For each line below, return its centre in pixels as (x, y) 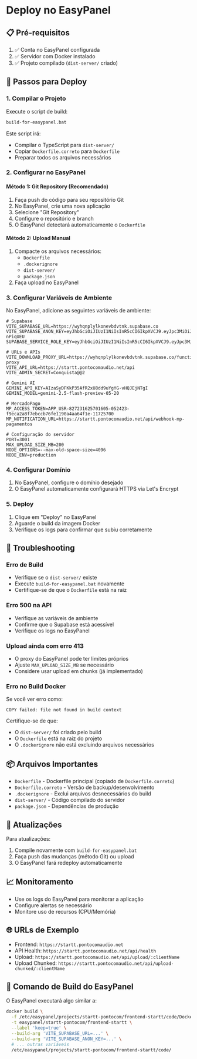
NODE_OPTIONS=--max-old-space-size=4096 (56, 450)
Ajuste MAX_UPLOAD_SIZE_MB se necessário (64, 665)
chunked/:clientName (40, 968)
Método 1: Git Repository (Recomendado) (57, 187)
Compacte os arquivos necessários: (58, 251)
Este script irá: (23, 134)
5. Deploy (20, 504)
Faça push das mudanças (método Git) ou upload (74, 856)
